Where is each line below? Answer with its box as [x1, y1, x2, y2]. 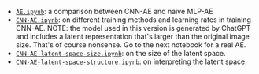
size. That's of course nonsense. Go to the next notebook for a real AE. [15, 40, 246, 50]
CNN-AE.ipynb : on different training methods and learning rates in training [15, 15, 252, 24]
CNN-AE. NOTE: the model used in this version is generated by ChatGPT [15, 24, 251, 32]
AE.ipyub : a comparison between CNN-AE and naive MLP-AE [15, 7, 214, 16]
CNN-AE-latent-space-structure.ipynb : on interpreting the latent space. [15, 57, 247, 66]
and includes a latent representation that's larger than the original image [15, 31, 250, 41]
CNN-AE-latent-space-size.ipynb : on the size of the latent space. [15, 49, 226, 57]
